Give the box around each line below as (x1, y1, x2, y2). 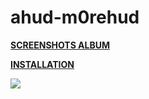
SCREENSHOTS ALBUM (10, 39, 111, 51)
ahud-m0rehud (10, 6, 140, 29)
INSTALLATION (10, 58, 75, 70)
